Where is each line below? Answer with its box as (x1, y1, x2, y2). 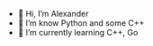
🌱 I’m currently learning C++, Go (17, 27, 139, 37)
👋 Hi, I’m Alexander (17, 9, 89, 19)
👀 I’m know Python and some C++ (17, 18, 145, 28)
